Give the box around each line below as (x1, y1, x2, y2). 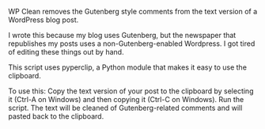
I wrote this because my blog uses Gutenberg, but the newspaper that (8, 31, 237, 40)
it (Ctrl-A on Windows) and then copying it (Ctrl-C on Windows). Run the (8, 95, 244, 104)
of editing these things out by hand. (8, 47, 124, 56)
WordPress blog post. (8, 15, 79, 25)
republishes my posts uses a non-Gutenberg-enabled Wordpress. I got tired (8, 39, 256, 48)
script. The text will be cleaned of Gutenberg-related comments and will (8, 103, 243, 112)
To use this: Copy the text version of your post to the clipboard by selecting (8, 86, 254, 96)
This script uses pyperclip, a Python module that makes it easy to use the (8, 63, 248, 72)
